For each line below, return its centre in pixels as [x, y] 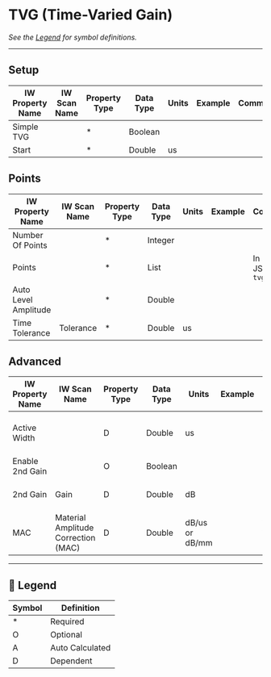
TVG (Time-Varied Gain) [91, 15]
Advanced [35, 361]
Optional [66, 635]
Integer [161, 240]
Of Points [30, 245]
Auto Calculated [80, 648]
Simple [25, 127]
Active [25, 428]
